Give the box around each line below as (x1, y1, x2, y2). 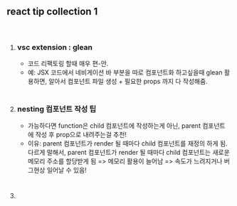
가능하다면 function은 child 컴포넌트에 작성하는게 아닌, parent (27, 121, 201, 130)
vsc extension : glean (16, 42, 93, 52)
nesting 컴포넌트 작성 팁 (16, 104, 97, 114)
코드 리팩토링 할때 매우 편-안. (27, 60, 109, 68)
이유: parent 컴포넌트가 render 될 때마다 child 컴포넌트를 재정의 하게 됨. (27, 139, 228, 148)
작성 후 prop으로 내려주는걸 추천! (35, 131, 127, 139)
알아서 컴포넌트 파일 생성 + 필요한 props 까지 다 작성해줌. (48, 77, 208, 86)
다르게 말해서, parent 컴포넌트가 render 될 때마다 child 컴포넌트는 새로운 (27, 148, 231, 157)
